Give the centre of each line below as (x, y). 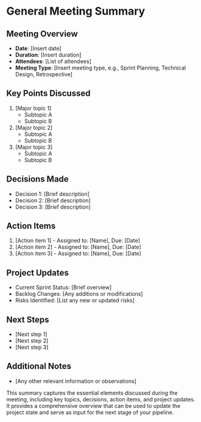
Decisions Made (37, 179)
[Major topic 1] (33, 108)
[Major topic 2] (34, 127)
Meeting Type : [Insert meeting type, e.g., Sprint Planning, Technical (100, 68)
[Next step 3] (32, 347)
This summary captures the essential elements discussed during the (92, 393)
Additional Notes (39, 366)
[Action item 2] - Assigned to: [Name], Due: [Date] (78, 247)
